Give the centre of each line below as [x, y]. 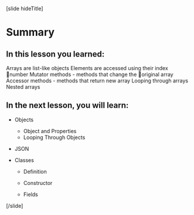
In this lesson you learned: [55, 54]
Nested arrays [23, 87]
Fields [30, 194]
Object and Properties [50, 131]
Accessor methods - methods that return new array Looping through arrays [97, 81]
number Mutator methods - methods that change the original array [92, 74]
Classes [24, 160]
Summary [30, 32]
